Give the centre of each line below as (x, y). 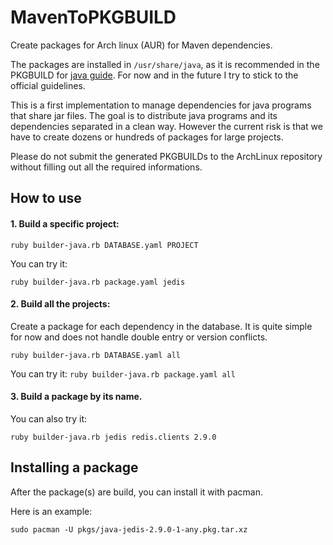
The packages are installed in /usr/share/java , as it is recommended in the (165, 64)
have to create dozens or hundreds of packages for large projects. (147, 137)
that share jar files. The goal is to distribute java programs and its (144, 115)
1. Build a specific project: (65, 223)
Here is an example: (51, 511)
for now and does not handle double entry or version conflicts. (139, 337)
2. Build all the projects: (60, 304)
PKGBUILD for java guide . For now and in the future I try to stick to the (154, 75)
